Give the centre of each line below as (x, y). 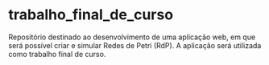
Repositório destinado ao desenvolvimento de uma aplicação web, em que (132, 37)
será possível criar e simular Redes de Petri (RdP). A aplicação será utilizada (135, 45)
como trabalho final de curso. (57, 54)
